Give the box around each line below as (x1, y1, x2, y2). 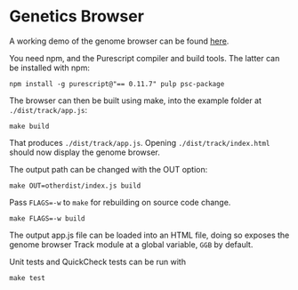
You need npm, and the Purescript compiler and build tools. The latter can (9, 52, 280, 63)
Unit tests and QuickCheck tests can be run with (9, 256, 187, 267)
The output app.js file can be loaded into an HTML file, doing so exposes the (9, 230, 290, 240)
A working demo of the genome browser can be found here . (9, 36, 230, 46)
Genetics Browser (9, 6, 145, 27)
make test (9, 273, 46, 282)
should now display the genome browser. (9, 147, 160, 157)
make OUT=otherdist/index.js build (9, 181, 141, 190)
